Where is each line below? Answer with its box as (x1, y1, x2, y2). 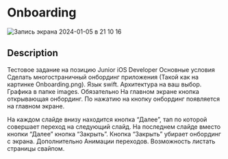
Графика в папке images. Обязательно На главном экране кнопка (7, 87, 200, 95)
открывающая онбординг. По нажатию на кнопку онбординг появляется (7, 95, 220, 103)
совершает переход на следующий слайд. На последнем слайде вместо (7, 122, 221, 131)
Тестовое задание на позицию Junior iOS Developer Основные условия (7, 65, 216, 73)
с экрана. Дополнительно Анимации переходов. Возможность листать (7, 137, 216, 145)
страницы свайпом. (7, 144, 65, 152)
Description (7, 47, 58, 59)
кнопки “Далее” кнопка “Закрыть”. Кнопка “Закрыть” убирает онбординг (7, 130, 221, 138)
